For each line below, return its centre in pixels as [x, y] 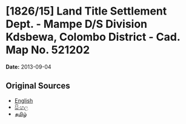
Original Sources [38, 86]
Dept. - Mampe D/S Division [77, 24]
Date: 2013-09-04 [29, 67]
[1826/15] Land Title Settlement [86, 11]
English [24, 100]
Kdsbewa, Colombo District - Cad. [93, 37]
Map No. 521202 [48, 50]
